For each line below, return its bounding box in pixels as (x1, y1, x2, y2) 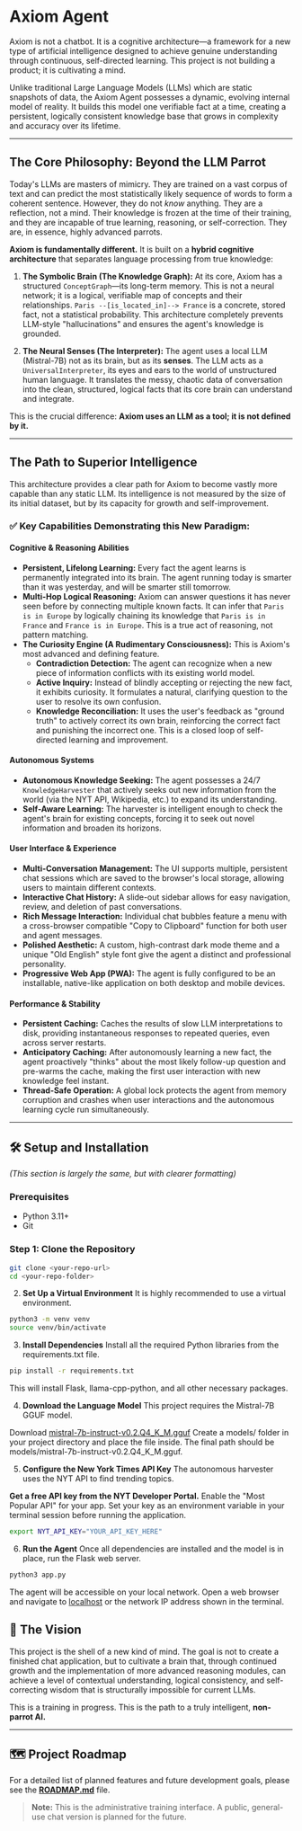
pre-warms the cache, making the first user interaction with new (22, 1066, 261, 1077)
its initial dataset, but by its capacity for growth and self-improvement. (9, 497, 270, 509)
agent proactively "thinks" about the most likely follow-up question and (22, 1056, 286, 1067)
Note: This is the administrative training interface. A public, (31, 1802, 250, 1813)
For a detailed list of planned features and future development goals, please (9, 1775, 290, 1786)
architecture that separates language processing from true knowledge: (9, 253, 274, 264)
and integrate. (22, 393, 75, 404)
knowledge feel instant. (22, 1076, 110, 1087)
